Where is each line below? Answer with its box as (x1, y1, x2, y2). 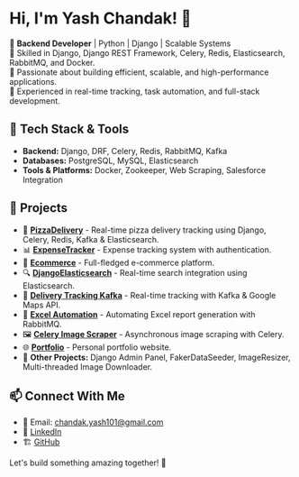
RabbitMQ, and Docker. (9, 57, 95, 68)
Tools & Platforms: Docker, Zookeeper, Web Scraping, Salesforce (22, 164, 267, 175)
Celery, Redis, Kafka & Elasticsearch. (22, 234, 159, 244)
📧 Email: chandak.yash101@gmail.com (22, 417, 164, 427)
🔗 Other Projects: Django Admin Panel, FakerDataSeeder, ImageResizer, (22, 352, 291, 362)
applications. (9, 76, 57, 87)
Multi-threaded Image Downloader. (22, 361, 153, 372)
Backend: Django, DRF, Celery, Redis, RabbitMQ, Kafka (22, 145, 228, 156)
